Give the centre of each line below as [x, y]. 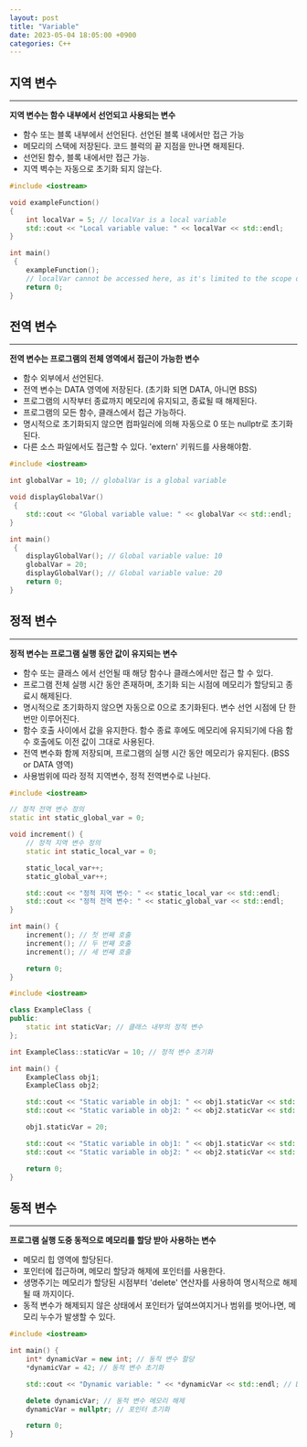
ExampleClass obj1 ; [63, 1077]
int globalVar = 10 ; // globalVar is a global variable [118, 481]
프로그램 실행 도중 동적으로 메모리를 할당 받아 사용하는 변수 [113, 1240]
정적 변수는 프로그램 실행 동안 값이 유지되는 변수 [94, 653]
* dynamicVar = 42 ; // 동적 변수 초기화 [95, 1367]
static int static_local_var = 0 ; [91, 852]
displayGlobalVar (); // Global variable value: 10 [124, 556]
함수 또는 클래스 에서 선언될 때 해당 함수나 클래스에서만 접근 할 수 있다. [148, 672]
